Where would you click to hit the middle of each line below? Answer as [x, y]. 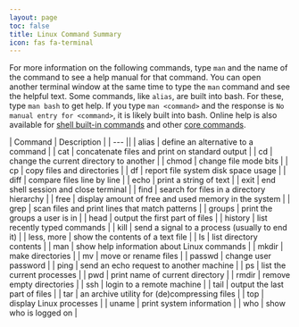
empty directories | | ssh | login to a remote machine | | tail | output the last [146, 285]
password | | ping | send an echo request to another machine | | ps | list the [148, 265]
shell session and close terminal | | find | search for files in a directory [137, 189]
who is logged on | [43, 313]
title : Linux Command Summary [66, 34]
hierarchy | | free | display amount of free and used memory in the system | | [150, 199]
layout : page [33, 17]
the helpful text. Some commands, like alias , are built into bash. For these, [146, 96]
